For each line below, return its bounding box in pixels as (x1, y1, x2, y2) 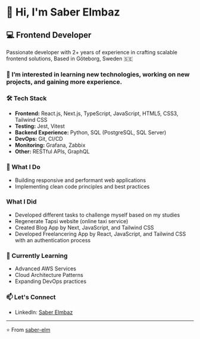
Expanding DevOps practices (14, 278, 87, 285)
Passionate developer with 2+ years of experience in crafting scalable (6, 49, 177, 56)
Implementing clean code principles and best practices (14, 183, 150, 190)
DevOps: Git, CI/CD (14, 135, 64, 143)
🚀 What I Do (6, 163, 40, 171)
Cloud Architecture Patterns (14, 272, 83, 279)
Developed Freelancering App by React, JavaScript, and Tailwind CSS (14, 230, 186, 238)
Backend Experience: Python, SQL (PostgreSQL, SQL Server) (14, 129, 167, 136)
